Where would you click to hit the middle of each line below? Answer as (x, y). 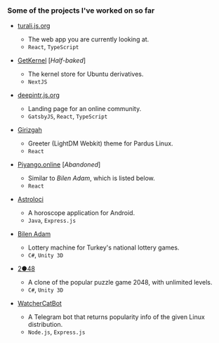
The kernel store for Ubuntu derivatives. (86, 74)
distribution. (45, 325)
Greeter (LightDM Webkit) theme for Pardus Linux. (100, 143)
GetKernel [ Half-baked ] (52, 60)
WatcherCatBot (39, 304)
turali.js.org (34, 26)
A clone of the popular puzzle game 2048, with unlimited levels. (120, 283)
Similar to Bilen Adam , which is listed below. (92, 179)
